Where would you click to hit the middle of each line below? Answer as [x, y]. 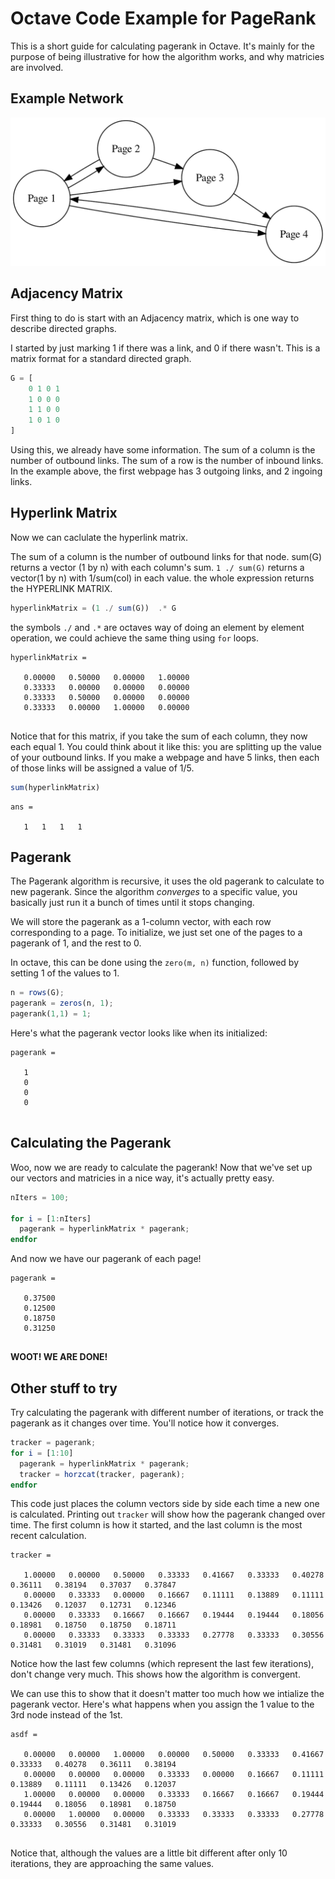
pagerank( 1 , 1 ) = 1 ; [51, 1014]
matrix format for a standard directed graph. [101, 358]
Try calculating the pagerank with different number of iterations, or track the [167, 1413]
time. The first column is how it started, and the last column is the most [156, 1525]
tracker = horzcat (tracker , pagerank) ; [102, 1474]
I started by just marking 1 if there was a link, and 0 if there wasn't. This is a [165, 348]
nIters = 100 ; [40, 1197]
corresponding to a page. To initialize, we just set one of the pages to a [156, 933]
